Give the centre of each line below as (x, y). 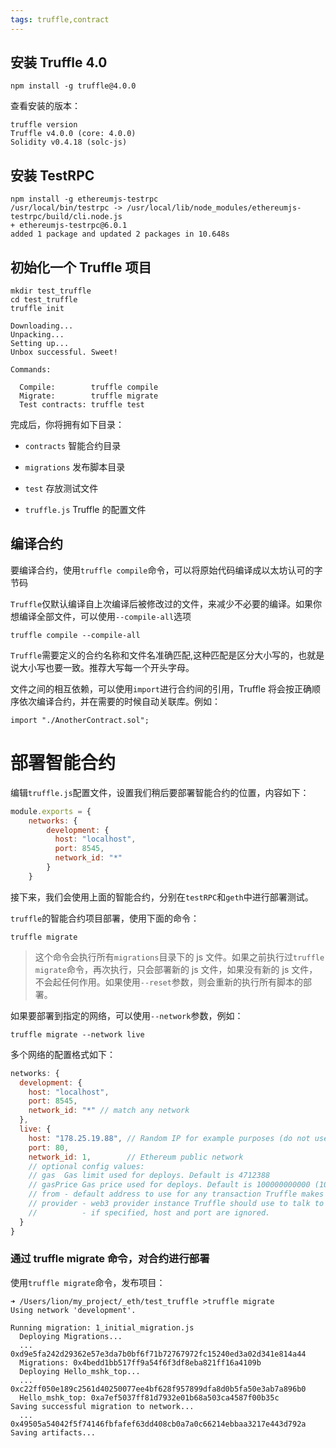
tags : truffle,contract (60, 19)
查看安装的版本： (45, 106)
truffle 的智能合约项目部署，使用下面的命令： (105, 918)
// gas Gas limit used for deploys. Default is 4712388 (149, 1176)
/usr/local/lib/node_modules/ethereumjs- (214, 208)
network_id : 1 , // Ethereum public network (136, 1157)
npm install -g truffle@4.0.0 (73, 86)
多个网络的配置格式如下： (63, 1054)
